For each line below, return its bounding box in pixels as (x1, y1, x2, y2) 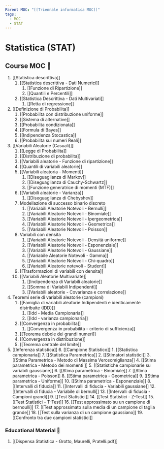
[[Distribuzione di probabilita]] (19, 153, 81, 159)
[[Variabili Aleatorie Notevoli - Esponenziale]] (27, 242, 119, 248)
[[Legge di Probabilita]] (19, 148, 67, 154)
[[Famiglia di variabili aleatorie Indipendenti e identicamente (19, 300, 141, 306)
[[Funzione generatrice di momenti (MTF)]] (27, 185, 114, 191)
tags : (5, 12, 16, 17)
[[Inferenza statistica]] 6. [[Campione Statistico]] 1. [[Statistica (12, 347, 138, 353)
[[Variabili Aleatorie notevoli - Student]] (27, 263, 107, 269)
